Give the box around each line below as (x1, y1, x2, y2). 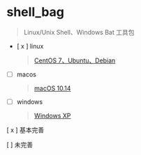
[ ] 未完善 (6, 140, 34, 149)
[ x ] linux (16, 42, 44, 50)
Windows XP (34, 112, 71, 120)
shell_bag (6, 4, 64, 20)
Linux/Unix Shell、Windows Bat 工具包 (23, 28, 135, 36)
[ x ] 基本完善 (6, 126, 45, 134)
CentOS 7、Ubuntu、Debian (34, 56, 116, 65)
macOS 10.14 (34, 84, 71, 92)
